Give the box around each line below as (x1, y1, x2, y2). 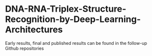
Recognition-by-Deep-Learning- (5, 14, 141, 25)
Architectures (5, 24, 63, 35)
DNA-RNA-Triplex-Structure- (5, 3, 126, 15)
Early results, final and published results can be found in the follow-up (5, 40, 148, 46)
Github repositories (5, 45, 44, 51)
